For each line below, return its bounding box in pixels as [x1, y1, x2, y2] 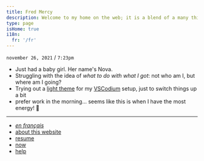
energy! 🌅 [15, 104, 40, 111]
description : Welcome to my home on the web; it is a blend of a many [6, 15, 189, 21]
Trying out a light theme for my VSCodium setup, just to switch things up [15, 85, 197, 92]
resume [15, 135, 35, 142]
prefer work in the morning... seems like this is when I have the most [15, 98, 186, 105]
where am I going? [15, 78, 62, 86]
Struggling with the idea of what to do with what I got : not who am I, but [15, 72, 195, 79]
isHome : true [6, 26, 39, 32]
